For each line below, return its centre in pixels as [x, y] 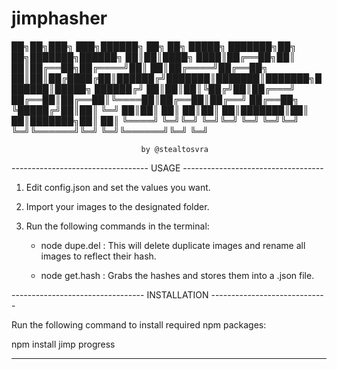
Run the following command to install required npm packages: [139, 324]
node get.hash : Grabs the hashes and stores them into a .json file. [177, 275]
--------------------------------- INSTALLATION [110, 294]
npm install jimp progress [63, 344]
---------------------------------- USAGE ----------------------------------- [167, 168]
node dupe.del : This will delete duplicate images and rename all [173, 245]
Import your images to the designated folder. [117, 206]
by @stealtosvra [174, 149]
